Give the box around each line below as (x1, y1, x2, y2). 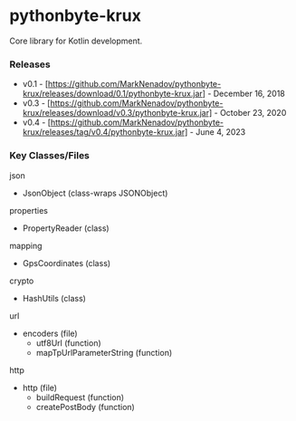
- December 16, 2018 (207, 88, 285, 100)
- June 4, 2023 (189, 127, 246, 138)
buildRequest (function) (35, 391, 125, 403)
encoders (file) (22, 328, 79, 339)
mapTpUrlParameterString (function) (35, 347, 173, 358)
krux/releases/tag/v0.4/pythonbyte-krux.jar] (22, 127, 188, 138)
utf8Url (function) (35, 337, 101, 349)
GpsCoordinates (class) (22, 257, 111, 268)
